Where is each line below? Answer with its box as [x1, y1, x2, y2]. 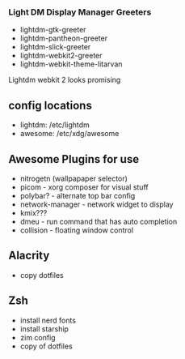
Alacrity [8, 249, 50, 263]
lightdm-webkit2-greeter [19, 51, 103, 61]
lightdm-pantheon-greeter [19, 33, 107, 43]
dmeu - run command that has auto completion [19, 216, 178, 226]
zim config [19, 332, 56, 342]
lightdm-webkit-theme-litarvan [19, 59, 123, 69]
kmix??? [19, 207, 48, 217]
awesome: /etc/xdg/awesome [19, 129, 120, 139]
